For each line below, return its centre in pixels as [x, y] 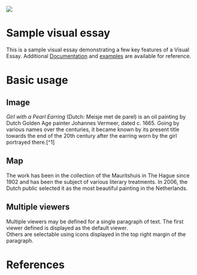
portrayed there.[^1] [31, 142]
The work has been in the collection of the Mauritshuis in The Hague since [98, 175]
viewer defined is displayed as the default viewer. [67, 228]
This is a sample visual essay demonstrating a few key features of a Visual [98, 49]
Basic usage [37, 80]
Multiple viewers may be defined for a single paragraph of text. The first [95, 221]
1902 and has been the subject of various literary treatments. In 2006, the [97, 182]
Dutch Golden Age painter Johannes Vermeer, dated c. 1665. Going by [93, 123]
